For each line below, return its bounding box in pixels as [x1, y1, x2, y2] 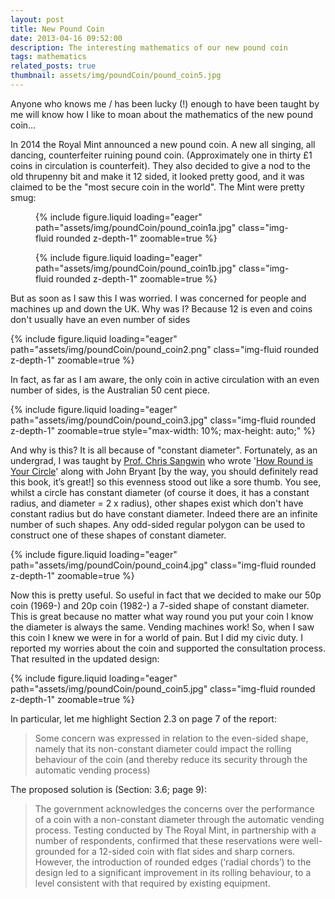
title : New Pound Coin [10, 24, 105, 34]
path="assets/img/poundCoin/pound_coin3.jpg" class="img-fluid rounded [10, 414, 317, 426]
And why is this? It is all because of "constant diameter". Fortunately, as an [10, 444, 318, 456]
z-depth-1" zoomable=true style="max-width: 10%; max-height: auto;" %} [10, 424, 316, 436]
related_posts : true [10, 61, 97, 71]
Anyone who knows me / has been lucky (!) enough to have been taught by [10, 97, 320, 110]
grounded [34, 845, 76, 857]
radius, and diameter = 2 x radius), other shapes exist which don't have [10, 497, 304, 509]
